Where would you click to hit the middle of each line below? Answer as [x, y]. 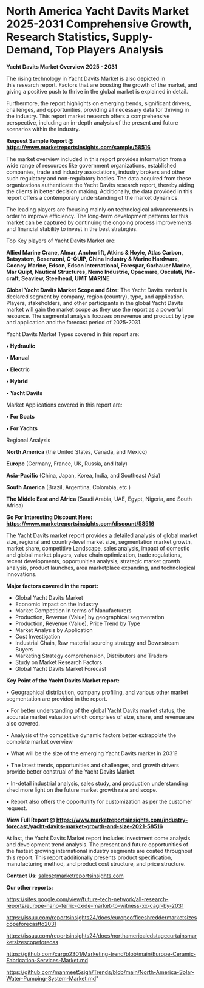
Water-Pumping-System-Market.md [51, 978]
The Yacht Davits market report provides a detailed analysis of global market [102, 535]
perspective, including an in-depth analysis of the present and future [92, 122]
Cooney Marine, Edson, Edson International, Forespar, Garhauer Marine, [99, 265]
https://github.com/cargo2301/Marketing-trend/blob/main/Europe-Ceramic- [101, 954]
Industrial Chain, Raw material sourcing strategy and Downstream [97, 643]
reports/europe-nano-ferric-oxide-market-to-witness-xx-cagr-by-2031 [95, 905]
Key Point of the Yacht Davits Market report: [63, 680]
